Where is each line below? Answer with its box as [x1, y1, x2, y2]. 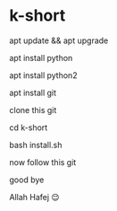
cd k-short [9, 122, 48, 133]
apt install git [9, 87, 56, 98]
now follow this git [9, 156, 77, 167]
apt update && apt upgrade [9, 35, 109, 46]
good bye [9, 174, 45, 185]
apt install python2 [9, 69, 78, 81]
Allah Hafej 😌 [9, 191, 60, 202]
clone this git [9, 104, 57, 115]
